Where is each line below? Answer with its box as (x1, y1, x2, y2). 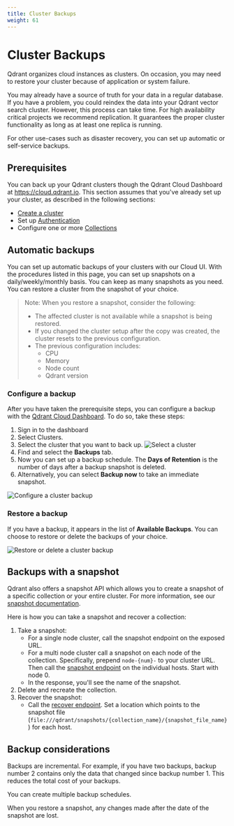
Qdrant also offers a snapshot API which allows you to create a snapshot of (7, 585, 224, 593)
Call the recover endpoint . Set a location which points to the (27, 701, 200, 709)
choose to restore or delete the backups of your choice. (7, 532, 168, 541)
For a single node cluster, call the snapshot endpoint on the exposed (27, 634, 225, 642)
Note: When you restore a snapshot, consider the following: (24, 299, 196, 307)
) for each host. (27, 723, 73, 732)
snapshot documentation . (7, 599, 81, 608)
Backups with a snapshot (7, 566, 119, 578)
